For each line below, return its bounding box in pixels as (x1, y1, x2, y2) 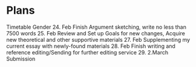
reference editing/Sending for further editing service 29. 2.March (6, 48, 168, 56)
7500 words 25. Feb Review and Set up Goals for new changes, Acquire (6, 29, 186, 36)
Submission (6, 55, 36, 62)
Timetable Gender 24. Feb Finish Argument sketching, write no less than (6, 23, 186, 31)
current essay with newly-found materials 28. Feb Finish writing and (6, 42, 175, 50)
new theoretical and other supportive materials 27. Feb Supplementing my (6, 36, 191, 43)
